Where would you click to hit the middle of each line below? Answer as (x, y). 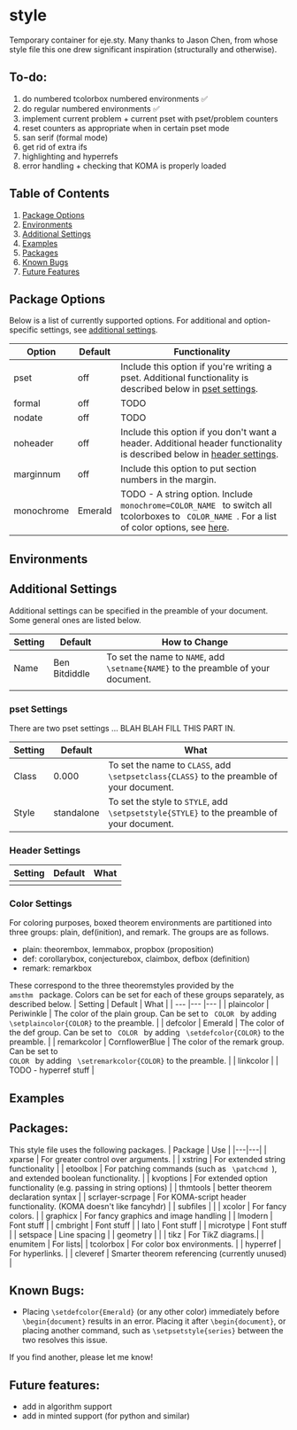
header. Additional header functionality (202, 443)
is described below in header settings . (200, 455)
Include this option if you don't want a (198, 433)
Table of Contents (60, 194)
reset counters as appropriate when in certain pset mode (126, 128)
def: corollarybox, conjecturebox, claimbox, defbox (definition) (136, 959)
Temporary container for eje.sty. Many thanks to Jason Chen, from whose (144, 40)
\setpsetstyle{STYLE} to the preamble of (193, 812)
